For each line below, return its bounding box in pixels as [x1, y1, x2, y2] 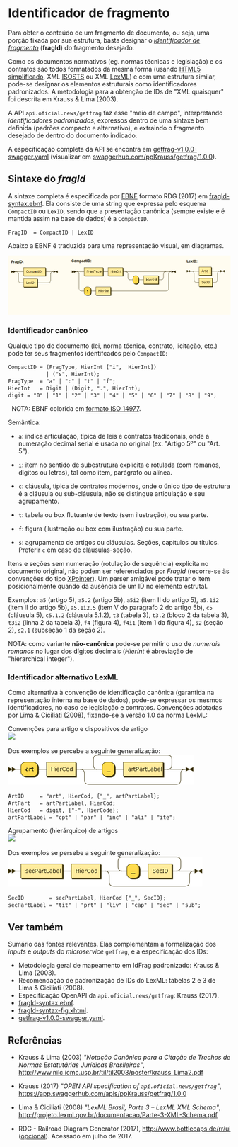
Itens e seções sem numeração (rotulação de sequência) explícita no [8, 560, 209, 568]
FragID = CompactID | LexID [8, 229, 94, 236]
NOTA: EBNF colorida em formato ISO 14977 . [11, 405, 141, 413]
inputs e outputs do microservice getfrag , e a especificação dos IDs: [8, 947, 208, 956]
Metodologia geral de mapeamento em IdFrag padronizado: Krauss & [18, 961, 220, 970]
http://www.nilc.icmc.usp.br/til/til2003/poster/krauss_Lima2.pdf [18, 1068, 204, 1077]
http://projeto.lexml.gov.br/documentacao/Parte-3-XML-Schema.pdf [18, 1111, 218, 1119]
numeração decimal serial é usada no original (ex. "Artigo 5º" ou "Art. [18, 439, 220, 448]
